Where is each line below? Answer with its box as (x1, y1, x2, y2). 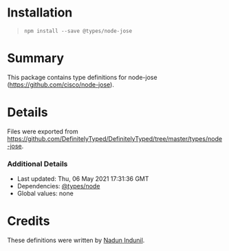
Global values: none (17, 189, 74, 197)
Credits (7, 213, 50, 229)
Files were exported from (7, 127, 78, 135)
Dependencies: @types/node (17, 182, 100, 190)
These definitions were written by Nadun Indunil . (7, 236, 145, 245)
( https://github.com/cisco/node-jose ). (7, 80, 115, 89)
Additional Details (7, 159, 68, 168)
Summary (7, 50, 64, 66)
